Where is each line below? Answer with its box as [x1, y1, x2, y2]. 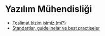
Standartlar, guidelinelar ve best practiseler [12, 25, 100, 31]
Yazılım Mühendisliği [5, 3, 92, 15]
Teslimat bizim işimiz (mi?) [12, 20, 66, 26]
